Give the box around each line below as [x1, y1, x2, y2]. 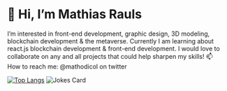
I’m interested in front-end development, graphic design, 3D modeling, [7, 29, 210, 38]
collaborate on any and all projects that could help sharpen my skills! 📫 [7, 52, 213, 60]
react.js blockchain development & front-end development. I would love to [7, 44, 220, 52]
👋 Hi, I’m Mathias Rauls [7, 6, 142, 22]
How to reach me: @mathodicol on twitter [7, 62, 127, 71]
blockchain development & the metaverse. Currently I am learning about [7, 36, 214, 45]
